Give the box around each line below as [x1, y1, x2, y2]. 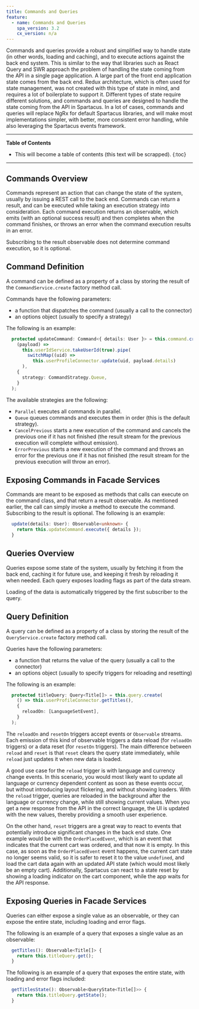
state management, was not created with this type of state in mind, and [6, 85, 180, 92]
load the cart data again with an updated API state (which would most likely [6, 860, 190, 867]
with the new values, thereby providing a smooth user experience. [6, 811, 168, 818]
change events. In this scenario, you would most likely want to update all [6, 773, 183, 780]
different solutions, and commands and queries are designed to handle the [6, 97, 188, 104]
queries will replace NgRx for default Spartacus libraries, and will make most [6, 110, 192, 117]
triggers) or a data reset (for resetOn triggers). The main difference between [6, 743, 191, 750]
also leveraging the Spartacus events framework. [6, 123, 126, 130]
